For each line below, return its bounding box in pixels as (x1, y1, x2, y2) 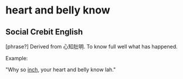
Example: (5, 55, 28, 61)
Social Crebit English (5, 27, 83, 37)
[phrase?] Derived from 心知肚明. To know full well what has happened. (5, 43, 178, 50)
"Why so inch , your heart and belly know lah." (5, 66, 116, 73)
